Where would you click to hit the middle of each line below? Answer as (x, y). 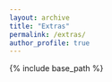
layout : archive (39, 18)
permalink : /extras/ (48, 34)
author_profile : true (50, 43)
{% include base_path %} (56, 68)
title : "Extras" (39, 26)
